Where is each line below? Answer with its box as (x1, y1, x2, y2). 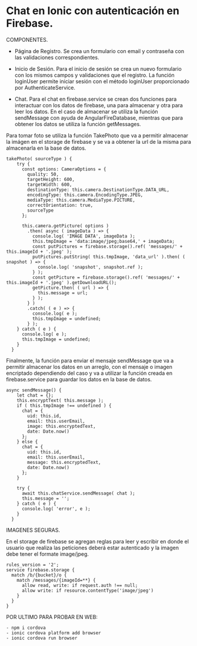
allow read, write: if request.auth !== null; (21, 582, 138, 588)
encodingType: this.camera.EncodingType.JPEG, (27, 192, 143, 198)
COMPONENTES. (6, 36, 48, 43)
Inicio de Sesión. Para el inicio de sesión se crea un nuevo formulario (14, 65, 182, 72)
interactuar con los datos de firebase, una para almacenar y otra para (14, 101, 183, 108)
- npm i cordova (6, 625, 46, 631)
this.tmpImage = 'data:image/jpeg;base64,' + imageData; (32, 238, 175, 244)
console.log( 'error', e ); (21, 506, 91, 512)
